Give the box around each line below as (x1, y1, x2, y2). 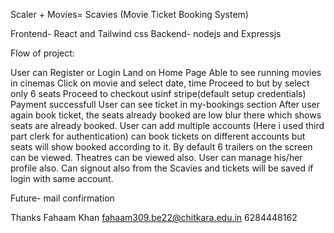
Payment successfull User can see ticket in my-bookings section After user (10, 99, 320, 110)
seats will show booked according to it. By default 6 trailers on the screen (10, 141, 313, 153)
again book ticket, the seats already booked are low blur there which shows (10, 109, 322, 121)
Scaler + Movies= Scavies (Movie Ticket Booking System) (10, 9, 249, 20)
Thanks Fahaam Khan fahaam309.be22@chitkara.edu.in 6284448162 (10, 212, 298, 223)
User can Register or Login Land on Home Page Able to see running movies (10, 67, 322, 78)
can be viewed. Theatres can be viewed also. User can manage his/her (10, 152, 303, 163)
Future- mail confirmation (10, 192, 115, 204)
